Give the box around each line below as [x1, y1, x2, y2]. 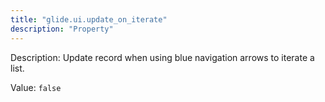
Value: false [10, 81, 62, 93]
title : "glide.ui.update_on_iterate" [10, 14, 168, 25]
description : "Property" [10, 24, 114, 34]
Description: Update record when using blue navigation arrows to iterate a [10, 51, 315, 63]
